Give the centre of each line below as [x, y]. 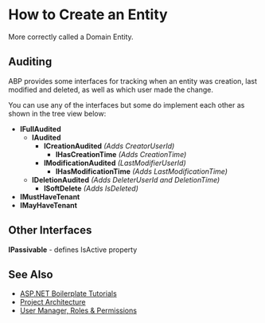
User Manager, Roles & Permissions [78, 311]
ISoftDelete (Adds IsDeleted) [91, 188]
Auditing [30, 62]
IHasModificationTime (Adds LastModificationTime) [142, 171]
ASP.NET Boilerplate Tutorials [68, 293]
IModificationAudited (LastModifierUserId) [115, 163]
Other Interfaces [50, 230]
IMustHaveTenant [50, 196]
